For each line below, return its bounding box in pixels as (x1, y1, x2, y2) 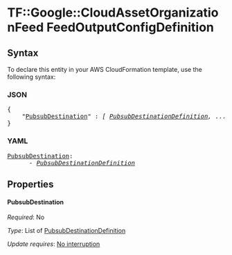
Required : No (7, 213, 45, 222)
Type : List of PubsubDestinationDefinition (7, 227, 126, 235)
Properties (7, 178, 54, 190)
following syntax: (7, 73, 56, 81)
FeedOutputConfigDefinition (46, 19, 215, 35)
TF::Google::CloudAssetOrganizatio (7, 5, 219, 21)
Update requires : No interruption (7, 240, 100, 248)
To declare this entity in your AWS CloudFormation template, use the (7, 66, 202, 73)
